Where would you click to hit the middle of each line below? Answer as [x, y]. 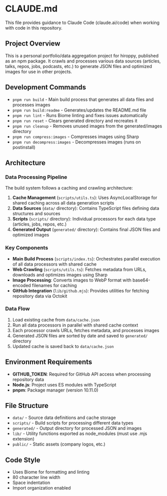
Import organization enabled [41, 488]
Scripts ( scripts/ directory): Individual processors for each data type [84, 219]
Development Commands [46, 87]
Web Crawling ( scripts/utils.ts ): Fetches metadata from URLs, [79, 269]
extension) [23, 439]
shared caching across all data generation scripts [63, 203]
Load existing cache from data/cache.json [56, 319]
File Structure [27, 406]
